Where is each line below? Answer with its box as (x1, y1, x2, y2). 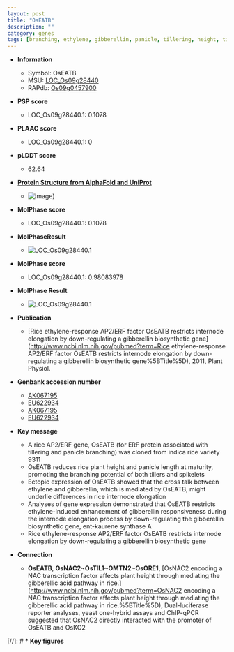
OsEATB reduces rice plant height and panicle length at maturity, (27, 463, 214, 471)
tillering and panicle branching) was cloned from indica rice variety (27, 448, 220, 457)
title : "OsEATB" (7, 17, 54, 24)
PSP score (17, 97, 48, 105)
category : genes (7, 29, 54, 37)
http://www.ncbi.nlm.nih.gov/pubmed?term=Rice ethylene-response (30, 342, 226, 350)
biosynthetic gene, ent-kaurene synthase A (27, 522, 152, 531)
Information (17, 55, 53, 64)
